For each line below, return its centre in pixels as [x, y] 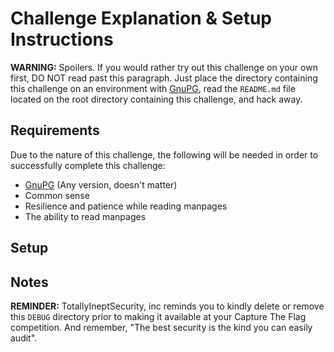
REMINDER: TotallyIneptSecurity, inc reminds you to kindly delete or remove [167, 306]
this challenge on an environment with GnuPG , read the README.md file [153, 88]
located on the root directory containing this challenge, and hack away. [156, 99]
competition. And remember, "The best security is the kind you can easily [161, 327]
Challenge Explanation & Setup [141, 18]
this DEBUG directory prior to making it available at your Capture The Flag [158, 316]
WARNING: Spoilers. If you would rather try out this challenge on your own [164, 67]
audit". [24, 338]
